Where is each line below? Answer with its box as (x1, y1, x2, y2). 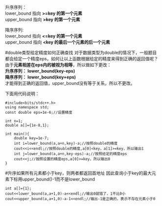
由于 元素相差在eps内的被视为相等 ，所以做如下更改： (5, 62, 112, 68)
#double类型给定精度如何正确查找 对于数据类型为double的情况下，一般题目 (5, 50, 157, 55)
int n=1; (5, 119, 23, 124)
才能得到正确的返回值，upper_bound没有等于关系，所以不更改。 (5, 80, 135, 86)
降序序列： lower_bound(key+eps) (5, 74, 76, 80)
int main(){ (5, 131, 29, 136)
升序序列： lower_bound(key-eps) (5, 68, 75, 74)
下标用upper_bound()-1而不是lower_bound (9, 176, 95, 182)
